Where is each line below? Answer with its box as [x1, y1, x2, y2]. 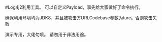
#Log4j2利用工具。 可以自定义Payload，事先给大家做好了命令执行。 [5, 4, 143, 10]
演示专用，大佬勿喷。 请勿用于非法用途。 [5, 32, 89, 37]
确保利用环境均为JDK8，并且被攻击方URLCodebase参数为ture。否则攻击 [5, 15, 153, 21]
